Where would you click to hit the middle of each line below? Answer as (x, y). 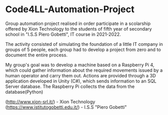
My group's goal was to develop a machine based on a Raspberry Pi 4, (80, 65)
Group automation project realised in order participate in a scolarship (78, 23)
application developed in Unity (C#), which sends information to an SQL (81, 81)
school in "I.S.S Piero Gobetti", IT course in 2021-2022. (63, 34)
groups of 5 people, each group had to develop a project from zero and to (83, 49)
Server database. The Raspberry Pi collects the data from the (70, 86)
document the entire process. (36, 55)
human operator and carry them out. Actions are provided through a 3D (81, 75)
